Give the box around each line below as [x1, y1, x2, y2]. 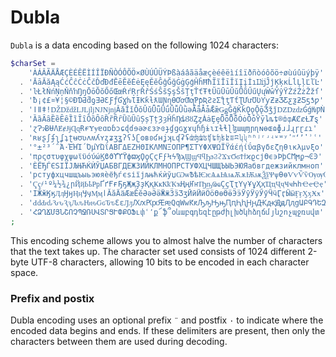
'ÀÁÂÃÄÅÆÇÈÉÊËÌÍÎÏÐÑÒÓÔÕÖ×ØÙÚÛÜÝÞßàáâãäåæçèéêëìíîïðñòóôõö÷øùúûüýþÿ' [28, 67, 325, 78]
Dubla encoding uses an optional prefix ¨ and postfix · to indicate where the [10, 314, 324, 326]
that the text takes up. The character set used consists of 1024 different [10, 245, 306, 257]
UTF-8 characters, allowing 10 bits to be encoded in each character [30, 256, 310, 268]
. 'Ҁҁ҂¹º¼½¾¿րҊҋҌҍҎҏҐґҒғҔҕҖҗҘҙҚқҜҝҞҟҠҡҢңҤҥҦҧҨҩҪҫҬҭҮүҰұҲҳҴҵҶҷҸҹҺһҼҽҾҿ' [19, 179, 328, 190]
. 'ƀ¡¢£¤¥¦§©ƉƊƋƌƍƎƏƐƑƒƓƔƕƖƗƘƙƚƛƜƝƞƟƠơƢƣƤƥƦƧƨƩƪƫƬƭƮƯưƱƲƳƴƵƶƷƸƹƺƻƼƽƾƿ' [19, 96, 325, 106]
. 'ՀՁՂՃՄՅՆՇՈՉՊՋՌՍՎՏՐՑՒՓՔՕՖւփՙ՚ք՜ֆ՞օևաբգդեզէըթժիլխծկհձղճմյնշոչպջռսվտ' [19, 207, 325, 217]
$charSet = [10, 58, 56, 68]
